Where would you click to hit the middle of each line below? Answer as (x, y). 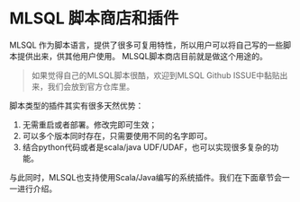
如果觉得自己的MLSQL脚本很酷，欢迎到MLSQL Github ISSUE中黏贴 (156, 75)
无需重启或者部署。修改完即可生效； (90, 124)
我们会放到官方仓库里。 (91, 86)
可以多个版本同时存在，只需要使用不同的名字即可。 (117, 136)
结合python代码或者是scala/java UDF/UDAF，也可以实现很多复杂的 (146, 147)
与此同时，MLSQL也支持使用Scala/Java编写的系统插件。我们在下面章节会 (145, 177)
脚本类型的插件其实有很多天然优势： (77, 105)
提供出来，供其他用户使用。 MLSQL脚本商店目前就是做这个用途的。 (142, 56)
